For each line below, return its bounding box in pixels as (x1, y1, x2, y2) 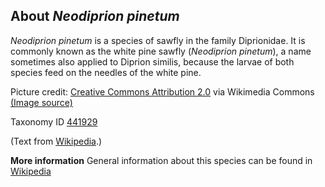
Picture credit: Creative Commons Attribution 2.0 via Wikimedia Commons (10, 85, 315, 98)
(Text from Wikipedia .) (10, 135, 103, 147)
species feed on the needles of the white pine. (10, 66, 202, 78)
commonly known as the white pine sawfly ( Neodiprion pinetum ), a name (10, 45, 312, 57)
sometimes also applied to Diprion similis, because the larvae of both (10, 55, 295, 68)
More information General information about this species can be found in (10, 154, 313, 166)
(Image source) (10, 96, 73, 108)
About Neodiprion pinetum (10, 8, 180, 25)
